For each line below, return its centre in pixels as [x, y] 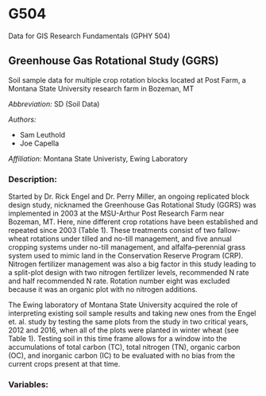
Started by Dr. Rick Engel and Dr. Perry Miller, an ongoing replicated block [129, 196]
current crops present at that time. [64, 364]
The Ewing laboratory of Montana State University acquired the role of [123, 305]
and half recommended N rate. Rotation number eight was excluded [119, 281]
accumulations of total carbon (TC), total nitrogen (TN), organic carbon [124, 347]
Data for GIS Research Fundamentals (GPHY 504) [89, 36]
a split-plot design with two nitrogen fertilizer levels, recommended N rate [129, 273]
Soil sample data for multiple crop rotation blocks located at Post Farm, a [127, 80]
